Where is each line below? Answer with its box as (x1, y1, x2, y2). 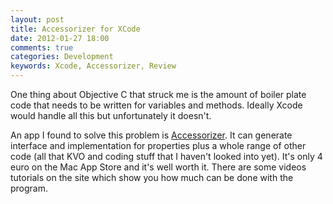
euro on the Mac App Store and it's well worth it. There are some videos (10, 161, 307, 173)
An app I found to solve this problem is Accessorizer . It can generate (10, 129, 293, 141)
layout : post (10, 14, 65, 25)
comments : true (10, 42, 74, 53)
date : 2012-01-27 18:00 (10, 33, 110, 43)
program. (10, 182, 49, 194)
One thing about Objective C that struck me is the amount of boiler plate (10, 89, 307, 100)
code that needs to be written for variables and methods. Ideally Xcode (10, 99, 303, 111)
